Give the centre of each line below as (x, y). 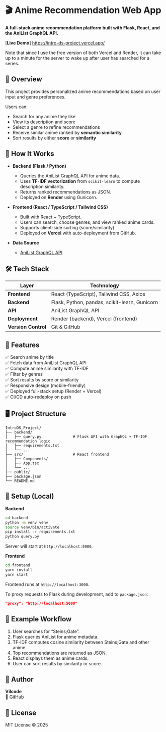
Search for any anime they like (44, 116)
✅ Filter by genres (24, 374)
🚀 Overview (24, 79)
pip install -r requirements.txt (40, 532)
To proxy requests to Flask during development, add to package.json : (77, 594)
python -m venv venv (27, 522)
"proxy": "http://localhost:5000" (41, 603)
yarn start (17, 574)
